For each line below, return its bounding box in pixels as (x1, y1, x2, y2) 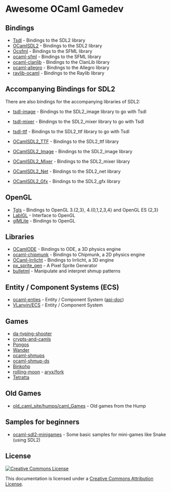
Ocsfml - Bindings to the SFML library (12, 48, 93, 54)
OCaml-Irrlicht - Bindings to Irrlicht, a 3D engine (12, 257, 114, 263)
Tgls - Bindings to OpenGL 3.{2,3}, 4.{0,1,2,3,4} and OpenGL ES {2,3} (12, 207, 159, 213)
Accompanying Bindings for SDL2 (5, 85, 115, 94)
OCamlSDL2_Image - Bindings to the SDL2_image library (12, 148, 133, 154)
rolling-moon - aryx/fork (12, 369, 64, 375)
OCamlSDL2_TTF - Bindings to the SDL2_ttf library (12, 138, 119, 144)
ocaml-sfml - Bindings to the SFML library (12, 53, 101, 60)
